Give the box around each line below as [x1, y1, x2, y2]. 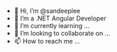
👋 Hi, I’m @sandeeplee [13, 7, 81, 15]
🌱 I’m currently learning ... [13, 22, 90, 30]
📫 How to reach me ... [13, 37, 80, 45]
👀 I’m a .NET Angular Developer [13, 14, 106, 22]
